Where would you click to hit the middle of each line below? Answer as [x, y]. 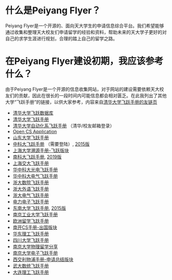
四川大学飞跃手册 [31, 240]
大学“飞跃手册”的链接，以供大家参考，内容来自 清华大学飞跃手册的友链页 [81, 102]
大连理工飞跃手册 [31, 272]
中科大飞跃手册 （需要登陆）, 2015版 [51, 144]
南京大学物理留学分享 [35, 246]
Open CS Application [35, 131]
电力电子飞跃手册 [31, 202]
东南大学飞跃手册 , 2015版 [39, 208]
